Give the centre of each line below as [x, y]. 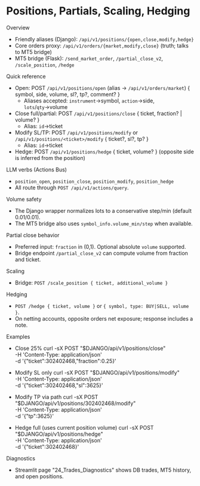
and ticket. [28, 259]
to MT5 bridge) [33, 52]
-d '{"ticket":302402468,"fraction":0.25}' [65, 361]
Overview [18, 28]
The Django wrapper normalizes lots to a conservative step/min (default [103, 210]
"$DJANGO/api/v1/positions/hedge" [59, 434]
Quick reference [26, 76]
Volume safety [24, 199]
